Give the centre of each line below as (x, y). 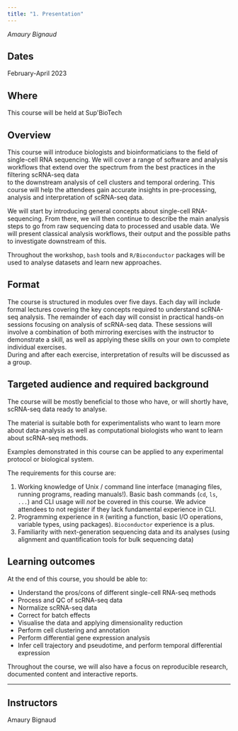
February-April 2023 (37, 73)
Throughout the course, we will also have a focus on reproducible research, (118, 666)
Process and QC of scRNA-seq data (70, 600)
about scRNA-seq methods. (48, 437)
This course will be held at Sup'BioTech (65, 113)
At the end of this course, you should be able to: (78, 579)
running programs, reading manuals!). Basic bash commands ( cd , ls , (118, 494)
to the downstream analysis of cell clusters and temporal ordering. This (111, 182)
